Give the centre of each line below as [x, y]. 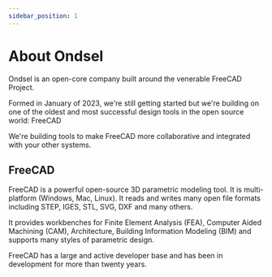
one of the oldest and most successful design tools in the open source [126, 111]
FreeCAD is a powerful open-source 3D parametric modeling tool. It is [125, 190]
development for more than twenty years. [78, 264]
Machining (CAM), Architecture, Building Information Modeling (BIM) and [130, 232]
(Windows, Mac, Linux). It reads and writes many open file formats [149, 198]
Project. [22, 87]
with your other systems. [50, 145]
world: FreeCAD [35, 120]
